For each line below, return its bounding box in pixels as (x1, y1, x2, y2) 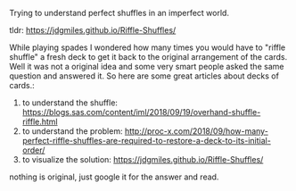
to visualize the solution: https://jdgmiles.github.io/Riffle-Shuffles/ (21, 154, 264, 164)
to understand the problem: (21, 126, 123, 137)
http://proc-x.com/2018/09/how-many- (124, 126, 269, 137)
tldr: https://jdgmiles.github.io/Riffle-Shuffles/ (9, 25, 177, 35)
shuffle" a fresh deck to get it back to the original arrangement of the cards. (9, 52, 288, 62)
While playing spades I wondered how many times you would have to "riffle (9, 42, 286, 53)
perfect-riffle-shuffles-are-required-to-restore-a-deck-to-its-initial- (21, 136, 272, 145)
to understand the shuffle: (21, 97, 119, 108)
